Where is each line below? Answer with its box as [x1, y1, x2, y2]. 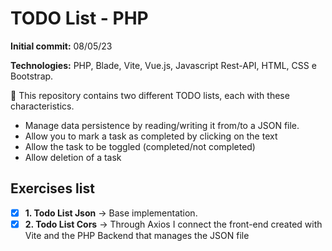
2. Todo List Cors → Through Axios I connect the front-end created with [24, 218, 323, 230]
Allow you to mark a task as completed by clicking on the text [24, 130, 278, 142]
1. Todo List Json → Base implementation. [24, 207, 198, 219]
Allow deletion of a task [24, 151, 122, 163]
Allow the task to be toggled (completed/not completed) [24, 140, 256, 152]
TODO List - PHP [10, 7, 149, 30]
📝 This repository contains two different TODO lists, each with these [10, 89, 290, 101]
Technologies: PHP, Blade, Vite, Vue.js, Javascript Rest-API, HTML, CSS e [10, 59, 317, 71]
